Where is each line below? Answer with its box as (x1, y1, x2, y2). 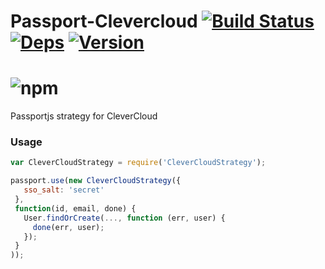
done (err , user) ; (32, 222, 105, 232)
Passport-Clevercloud (10, 10, 198, 33)
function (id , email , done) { (14, 203, 137, 214)
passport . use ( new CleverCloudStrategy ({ (10, 176, 182, 186)
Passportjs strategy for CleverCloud (10, 110, 158, 122)
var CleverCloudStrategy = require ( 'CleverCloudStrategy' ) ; (10, 158, 267, 168)
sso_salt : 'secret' (23, 185, 105, 195)
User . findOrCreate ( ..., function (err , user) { (23, 213, 226, 223)
